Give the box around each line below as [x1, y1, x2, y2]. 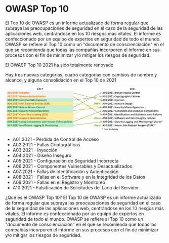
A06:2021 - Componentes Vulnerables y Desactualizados [12, 163, 133, 169]
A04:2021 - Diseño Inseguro [12, 152, 72, 158]
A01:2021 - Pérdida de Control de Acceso [12, 136, 99, 142]
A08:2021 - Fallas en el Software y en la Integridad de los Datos [12, 174, 146, 180]
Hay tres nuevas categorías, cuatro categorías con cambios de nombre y [5, 71, 157, 77]
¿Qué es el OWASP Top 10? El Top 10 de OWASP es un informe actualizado [5, 194, 161, 200]
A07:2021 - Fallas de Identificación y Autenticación [12, 168, 119, 175]
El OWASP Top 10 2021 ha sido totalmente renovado [5, 62, 114, 68]
